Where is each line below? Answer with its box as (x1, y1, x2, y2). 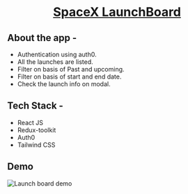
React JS (17, 118, 44, 127)
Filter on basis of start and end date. (17, 72, 122, 81)
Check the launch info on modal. (17, 80, 111, 88)
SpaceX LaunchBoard (53, 4, 181, 20)
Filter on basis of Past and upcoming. (17, 65, 125, 73)
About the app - (7, 32, 77, 44)
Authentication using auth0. (17, 50, 97, 58)
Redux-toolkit (17, 126, 56, 134)
